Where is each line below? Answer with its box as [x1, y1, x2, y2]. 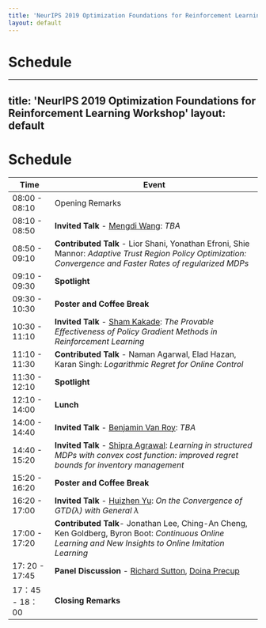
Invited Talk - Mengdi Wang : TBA [54, 220, 180, 231]
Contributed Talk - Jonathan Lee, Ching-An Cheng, [54, 517, 248, 528]
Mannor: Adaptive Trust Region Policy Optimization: [54, 248, 247, 259]
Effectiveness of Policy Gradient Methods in [54, 326, 218, 337]
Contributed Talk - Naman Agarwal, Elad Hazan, [54, 349, 237, 360]
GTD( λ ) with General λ [54, 505, 140, 516]
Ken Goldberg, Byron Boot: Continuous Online [54, 528, 225, 539]
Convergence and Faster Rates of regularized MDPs [54, 258, 249, 269]
